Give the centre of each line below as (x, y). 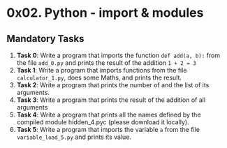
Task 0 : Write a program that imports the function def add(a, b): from (118, 55)
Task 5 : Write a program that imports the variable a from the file (108, 129)
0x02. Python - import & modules (105, 13)
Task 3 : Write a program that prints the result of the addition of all (111, 100)
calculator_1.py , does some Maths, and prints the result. (99, 77)
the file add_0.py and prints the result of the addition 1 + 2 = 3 (106, 63)
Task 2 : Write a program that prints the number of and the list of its (113, 85)
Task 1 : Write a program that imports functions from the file (102, 70)
